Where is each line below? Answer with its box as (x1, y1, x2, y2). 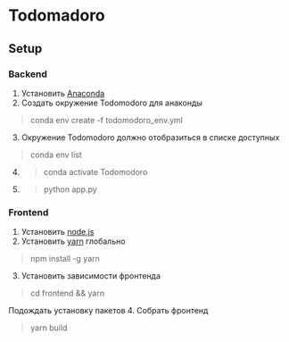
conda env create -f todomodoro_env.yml (29, 114, 184, 125)
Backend (8, 68, 48, 80)
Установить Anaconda (21, 88, 105, 98)
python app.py (43, 184, 97, 195)
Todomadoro (8, 5, 106, 26)
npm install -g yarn (29, 254, 100, 264)
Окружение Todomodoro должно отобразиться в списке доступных (21, 131, 280, 143)
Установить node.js (21, 227, 95, 238)
